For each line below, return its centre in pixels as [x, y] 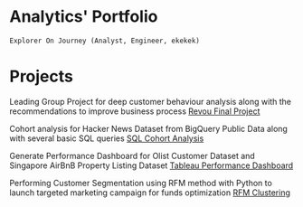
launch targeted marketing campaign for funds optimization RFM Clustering [150, 193]
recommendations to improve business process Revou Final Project [135, 111]
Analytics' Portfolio [84, 17]
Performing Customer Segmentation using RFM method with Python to [141, 183]
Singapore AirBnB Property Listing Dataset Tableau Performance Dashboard [151, 165]
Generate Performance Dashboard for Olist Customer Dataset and [132, 155]
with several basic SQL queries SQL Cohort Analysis [107, 138]
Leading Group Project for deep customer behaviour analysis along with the [151, 101]
